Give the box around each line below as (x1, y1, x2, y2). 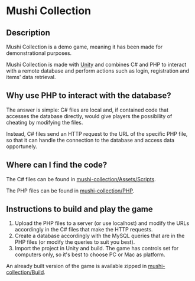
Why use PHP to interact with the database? (6, 90, 171, 101)
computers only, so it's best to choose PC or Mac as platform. (14, 251, 165, 258)
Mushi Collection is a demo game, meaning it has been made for (6, 43, 163, 50)
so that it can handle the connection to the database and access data (6, 136, 175, 143)
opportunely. (6, 143, 37, 150)
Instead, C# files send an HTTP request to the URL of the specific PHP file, (6, 130, 188, 137)
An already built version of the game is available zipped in (6, 263, 147, 270)
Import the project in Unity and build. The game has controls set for (14, 245, 179, 252)
